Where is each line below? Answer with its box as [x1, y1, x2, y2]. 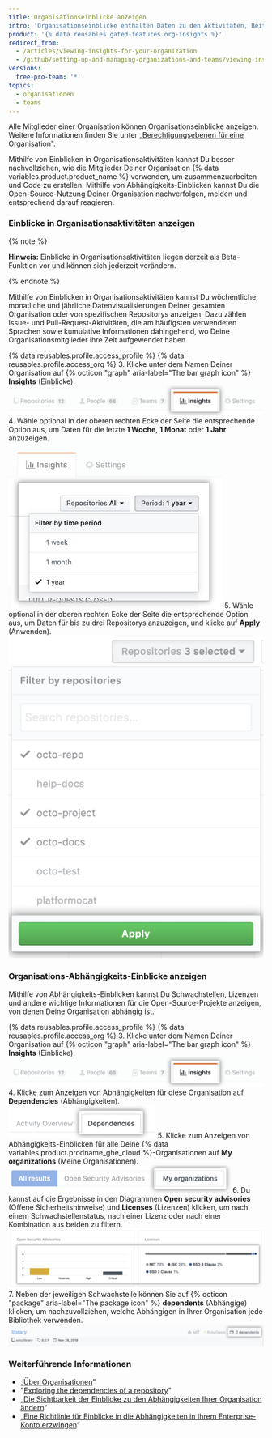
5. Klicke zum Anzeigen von [157, 1130, 250, 1140]
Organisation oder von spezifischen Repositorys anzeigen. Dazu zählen [8, 308, 247, 319]
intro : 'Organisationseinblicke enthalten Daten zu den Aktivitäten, [8, 21, 249, 30]
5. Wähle [223, 600, 253, 611]
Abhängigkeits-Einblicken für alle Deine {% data [8, 1138, 168, 1149]
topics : [8, 81, 35, 89]
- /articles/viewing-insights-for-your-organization [15, 47, 198, 56]
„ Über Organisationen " [19, 1376, 96, 1386]
